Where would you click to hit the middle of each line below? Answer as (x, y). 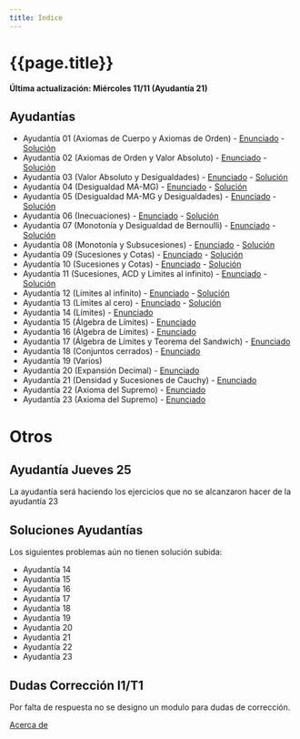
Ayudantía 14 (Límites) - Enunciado (88, 313)
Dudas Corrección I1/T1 (76, 685)
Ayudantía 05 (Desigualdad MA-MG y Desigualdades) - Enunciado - (150, 197)
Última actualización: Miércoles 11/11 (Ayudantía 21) (109, 88)
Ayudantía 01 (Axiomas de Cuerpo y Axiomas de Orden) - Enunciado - (153, 138)
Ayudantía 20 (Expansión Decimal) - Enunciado (111, 370)
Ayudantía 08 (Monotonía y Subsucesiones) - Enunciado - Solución (149, 245)
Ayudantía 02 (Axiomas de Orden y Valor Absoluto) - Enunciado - (145, 158)
